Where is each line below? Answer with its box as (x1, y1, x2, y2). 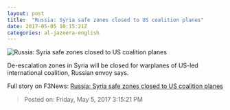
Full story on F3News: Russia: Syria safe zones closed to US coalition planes (7, 82, 224, 90)
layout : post (7, 10, 45, 17)
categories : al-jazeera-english (7, 29, 100, 36)
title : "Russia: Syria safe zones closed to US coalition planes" (7, 16, 205, 23)
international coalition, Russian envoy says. (7, 69, 129, 77)
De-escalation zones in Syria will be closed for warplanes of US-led (7, 61, 199, 69)
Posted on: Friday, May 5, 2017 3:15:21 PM (23, 96, 143, 104)
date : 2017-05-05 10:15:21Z (7, 23, 88, 30)
